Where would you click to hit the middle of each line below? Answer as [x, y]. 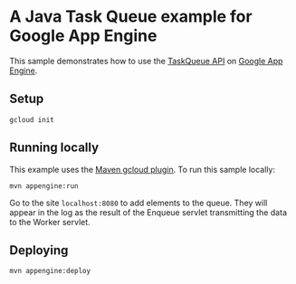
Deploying [39, 250]
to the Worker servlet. [50, 222]
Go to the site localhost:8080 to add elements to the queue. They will [138, 203]
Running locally [54, 148]
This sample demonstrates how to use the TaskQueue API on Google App [146, 61]
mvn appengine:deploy [50, 271]
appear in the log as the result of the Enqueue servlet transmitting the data [148, 212]
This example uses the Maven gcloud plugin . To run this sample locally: [143, 169]
